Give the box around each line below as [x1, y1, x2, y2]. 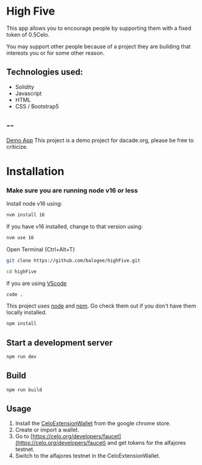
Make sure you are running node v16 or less [6, 186, 139, 195]
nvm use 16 [6, 234, 34, 240]
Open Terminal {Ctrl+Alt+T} [6, 245, 75, 253]
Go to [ [15, 433, 33, 440]
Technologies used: [6, 67, 84, 77]
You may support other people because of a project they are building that [6, 43, 191, 50]
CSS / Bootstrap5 [15, 103, 59, 110]
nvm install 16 [6, 212, 45, 218]
